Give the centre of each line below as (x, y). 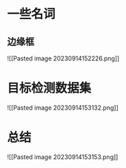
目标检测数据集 (49, 88)
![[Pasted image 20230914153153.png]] (63, 157)
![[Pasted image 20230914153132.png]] (63, 108)
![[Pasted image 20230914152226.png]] (63, 58)
